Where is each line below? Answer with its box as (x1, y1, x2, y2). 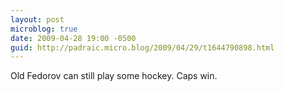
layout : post (10, 14, 65, 25)
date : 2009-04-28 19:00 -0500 (10, 33, 137, 43)
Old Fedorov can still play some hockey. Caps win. (10, 70, 218, 82)
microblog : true (10, 24, 78, 34)
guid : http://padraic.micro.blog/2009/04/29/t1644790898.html (10, 42, 275, 53)
